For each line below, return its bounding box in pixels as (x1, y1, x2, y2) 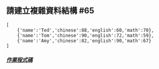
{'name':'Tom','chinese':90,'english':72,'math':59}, (17, 32, 154, 38)
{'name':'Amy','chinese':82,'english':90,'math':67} (17, 38, 152, 44)
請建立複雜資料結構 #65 (6, 5, 95, 16)
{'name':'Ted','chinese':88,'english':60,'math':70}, (17, 27, 154, 33)
